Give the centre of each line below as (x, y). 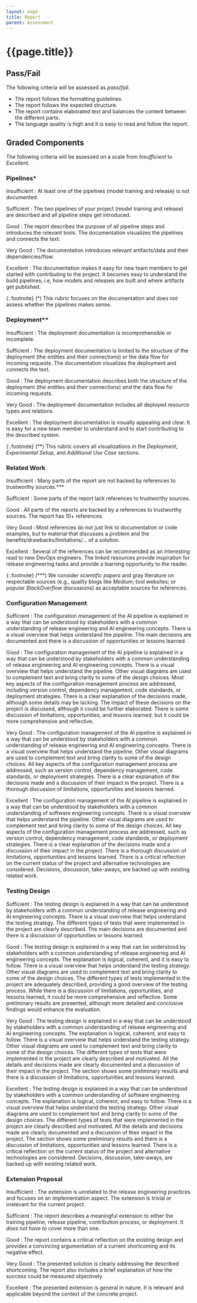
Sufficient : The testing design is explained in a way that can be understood (97, 904)
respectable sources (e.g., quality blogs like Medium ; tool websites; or (91, 582)
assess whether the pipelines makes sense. (59, 305)
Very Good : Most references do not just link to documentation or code (92, 528)
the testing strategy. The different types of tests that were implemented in (96, 923)
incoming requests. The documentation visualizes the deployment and (91, 363)
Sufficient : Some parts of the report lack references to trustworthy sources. (98, 498)
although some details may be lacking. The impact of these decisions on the (98, 703)
